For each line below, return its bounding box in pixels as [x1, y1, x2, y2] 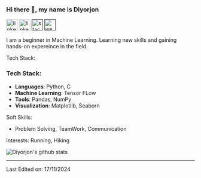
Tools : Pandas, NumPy [14, 96, 72, 103]
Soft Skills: [6, 113, 32, 121]
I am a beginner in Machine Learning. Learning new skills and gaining [6, 36, 177, 44]
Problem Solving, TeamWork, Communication [14, 125, 127, 132]
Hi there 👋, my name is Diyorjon [6, 5, 99, 14]
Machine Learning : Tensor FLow [14, 89, 96, 96]
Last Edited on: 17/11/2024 [6, 165, 71, 173]
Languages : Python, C [14, 83, 71, 90]
